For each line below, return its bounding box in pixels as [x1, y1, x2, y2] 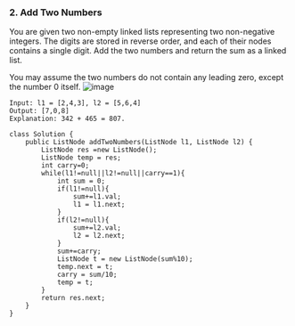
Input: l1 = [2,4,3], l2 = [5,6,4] [9, 99, 142, 108]
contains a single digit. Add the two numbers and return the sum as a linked [9, 45, 287, 56]
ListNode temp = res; [41, 153, 122, 162]
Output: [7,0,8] [9, 107, 70, 116]
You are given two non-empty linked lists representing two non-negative [9, 27, 275, 37]
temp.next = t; [56, 263, 114, 272]
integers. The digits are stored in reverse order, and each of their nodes [9, 36, 272, 46]
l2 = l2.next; [72, 232, 126, 240]
